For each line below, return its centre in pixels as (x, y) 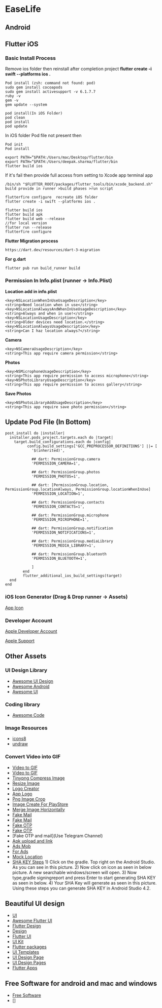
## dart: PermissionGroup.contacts (68, 503)
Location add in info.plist (31, 291)
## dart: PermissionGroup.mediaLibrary (72, 542)
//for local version (26, 223)
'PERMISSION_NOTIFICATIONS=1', (64, 533)
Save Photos (18, 393)
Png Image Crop (29, 799)
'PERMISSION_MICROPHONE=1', (60, 520)
